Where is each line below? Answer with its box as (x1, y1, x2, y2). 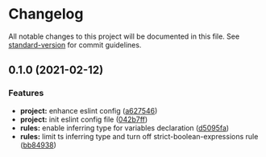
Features (8, 88, 44, 99)
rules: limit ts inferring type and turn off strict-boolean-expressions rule (19, 131, 259, 141)
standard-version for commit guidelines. (8, 39, 142, 49)
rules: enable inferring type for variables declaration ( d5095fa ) (19, 122, 230, 133)
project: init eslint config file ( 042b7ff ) (19, 114, 148, 124)
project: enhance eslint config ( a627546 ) (19, 105, 158, 115)
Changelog (8, 5, 84, 23)
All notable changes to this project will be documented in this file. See (8, 31, 240, 41)
